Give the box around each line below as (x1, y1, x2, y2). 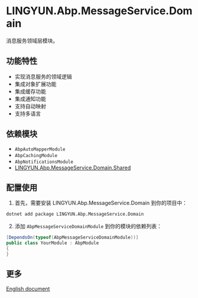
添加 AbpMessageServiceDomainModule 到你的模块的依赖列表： (14, 223, 163, 230)
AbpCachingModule (14, 152, 58, 158)
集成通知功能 (14, 95, 46, 102)
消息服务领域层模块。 (6, 37, 58, 44)
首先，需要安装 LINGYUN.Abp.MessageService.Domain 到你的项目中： (14, 200, 187, 207)
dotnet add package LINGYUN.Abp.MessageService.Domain (6, 212, 144, 217)
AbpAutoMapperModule (14, 146, 66, 152)
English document (6, 285, 50, 292)
